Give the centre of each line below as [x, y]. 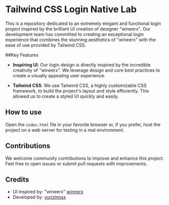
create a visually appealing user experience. [59, 75]
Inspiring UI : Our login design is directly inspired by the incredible [82, 65]
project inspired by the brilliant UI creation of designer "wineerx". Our [78, 28]
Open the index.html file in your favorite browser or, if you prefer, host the [83, 124]
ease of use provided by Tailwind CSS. [46, 45]
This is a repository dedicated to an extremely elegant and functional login [83, 23]
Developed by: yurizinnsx [39, 197]
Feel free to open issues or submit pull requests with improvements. [76, 163]
